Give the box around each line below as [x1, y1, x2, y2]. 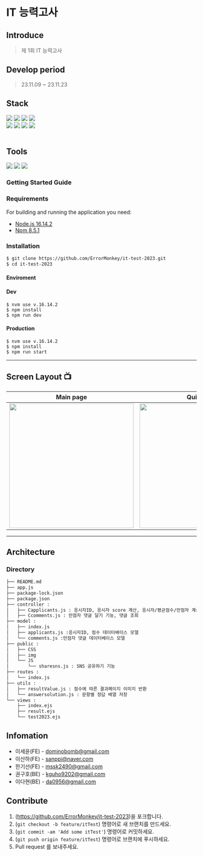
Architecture [6, 546, 56, 557]
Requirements [6, 194, 49, 203]
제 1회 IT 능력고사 [21, 47, 62, 54]
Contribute [6, 796, 48, 806]
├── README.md [6, 579, 42, 585]
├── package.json [6, 596, 50, 602]
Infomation [6, 731, 48, 741]
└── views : [6, 697, 36, 703]
